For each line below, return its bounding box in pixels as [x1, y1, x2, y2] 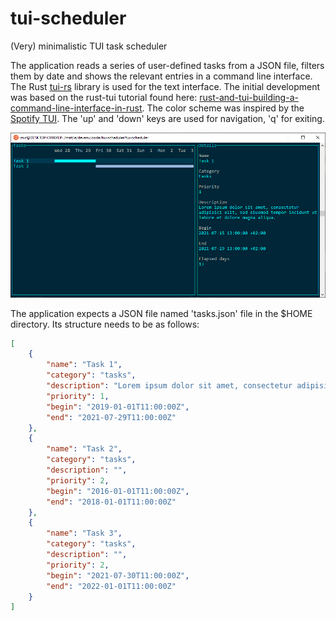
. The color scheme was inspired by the [141, 102, 305, 114]
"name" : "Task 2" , [46, 444, 123, 454]
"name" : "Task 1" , [46, 360, 123, 370]
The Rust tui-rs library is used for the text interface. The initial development [10, 80, 321, 92]
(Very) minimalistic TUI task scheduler [10, 40, 168, 52]
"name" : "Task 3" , [46, 528, 123, 539]
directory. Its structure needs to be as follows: [10, 318, 200, 330]
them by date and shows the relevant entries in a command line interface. [10, 70, 313, 82]
